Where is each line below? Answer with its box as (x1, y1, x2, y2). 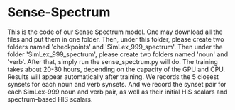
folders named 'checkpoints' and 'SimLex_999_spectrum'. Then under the (7, 42, 223, 51)
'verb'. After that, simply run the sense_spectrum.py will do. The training (7, 57, 218, 66)
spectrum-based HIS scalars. (7, 94, 94, 103)
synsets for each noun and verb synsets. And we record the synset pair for (7, 80, 227, 88)
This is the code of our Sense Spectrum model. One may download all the (7, 28, 224, 36)
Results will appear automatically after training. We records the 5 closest (7, 72, 219, 81)
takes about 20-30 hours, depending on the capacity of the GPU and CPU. (7, 65, 226, 73)
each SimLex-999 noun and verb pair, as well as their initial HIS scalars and (7, 87, 228, 96)
